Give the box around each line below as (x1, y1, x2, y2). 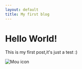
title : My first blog (5, 12, 50, 17)
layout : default (5, 7, 39, 12)
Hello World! (5, 33, 57, 44)
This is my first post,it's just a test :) (5, 49, 78, 55)
